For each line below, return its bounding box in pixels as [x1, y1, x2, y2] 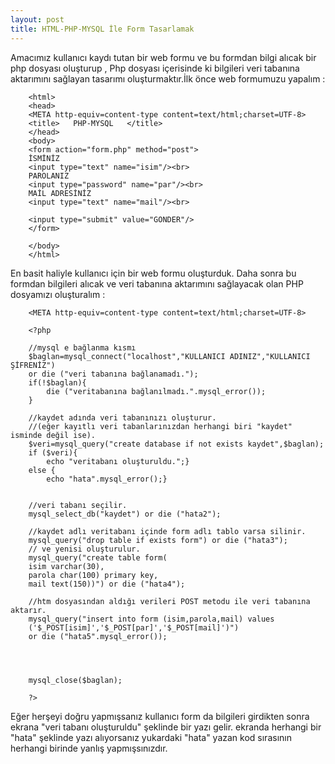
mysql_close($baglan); [28, 675, 123, 685]
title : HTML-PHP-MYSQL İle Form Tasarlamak [10, 24, 195, 34]
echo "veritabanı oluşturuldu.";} [46, 456, 190, 466]
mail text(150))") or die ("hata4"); [28, 579, 186, 589]
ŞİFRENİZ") [10, 360, 56, 370]
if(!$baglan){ [28, 377, 87, 388]
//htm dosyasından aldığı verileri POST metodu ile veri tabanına [28, 596, 311, 606]
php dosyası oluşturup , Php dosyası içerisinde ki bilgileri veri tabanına [10, 62, 300, 74]
